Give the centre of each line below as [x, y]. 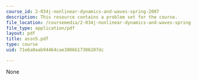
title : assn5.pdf [27, 39]
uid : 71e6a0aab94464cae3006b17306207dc [55, 50]
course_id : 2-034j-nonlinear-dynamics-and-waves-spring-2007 [83, 11]
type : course [22, 45]
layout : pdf [21, 34]
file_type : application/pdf [41, 28]
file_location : [25, 22]
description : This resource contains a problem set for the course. [92, 17]
